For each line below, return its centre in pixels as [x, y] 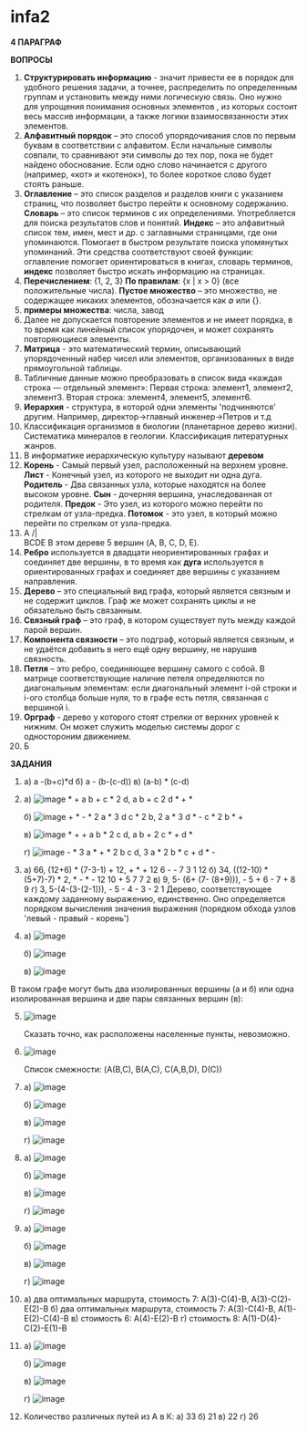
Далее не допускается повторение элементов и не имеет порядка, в [158, 319]
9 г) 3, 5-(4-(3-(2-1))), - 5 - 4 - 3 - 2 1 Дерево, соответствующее [148, 889]
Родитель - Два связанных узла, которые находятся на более [145, 484]
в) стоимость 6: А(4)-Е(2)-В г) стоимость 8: [155, 1318]
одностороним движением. [77, 736]
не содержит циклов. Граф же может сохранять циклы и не [139, 600]
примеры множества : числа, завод [94, 310]
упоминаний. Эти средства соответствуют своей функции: [138, 252]
